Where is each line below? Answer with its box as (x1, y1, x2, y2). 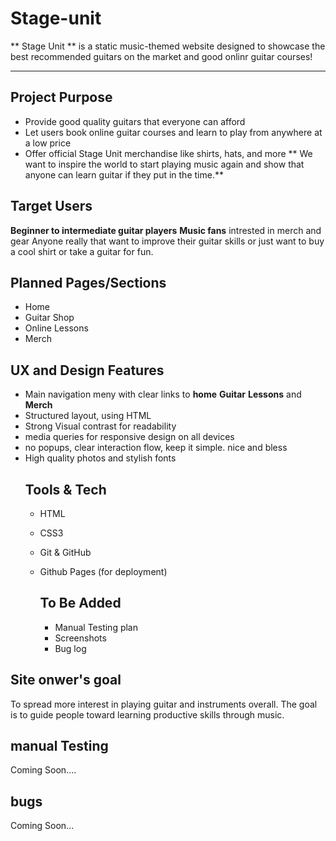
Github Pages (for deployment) (39, 566, 168, 577)
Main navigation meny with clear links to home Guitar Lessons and (24, 388, 302, 401)
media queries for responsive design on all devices (24, 431, 235, 443)
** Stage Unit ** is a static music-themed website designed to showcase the (10, 40, 326, 52)
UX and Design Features (10, 362, 165, 379)
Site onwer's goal (10, 672, 122, 689)
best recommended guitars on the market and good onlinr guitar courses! (10, 50, 313, 62)
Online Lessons (24, 322, 89, 334)
